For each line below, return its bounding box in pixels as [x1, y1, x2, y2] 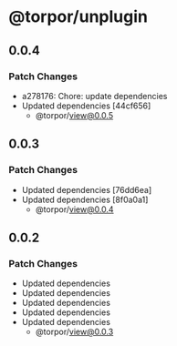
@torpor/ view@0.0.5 [35, 109, 114, 120]
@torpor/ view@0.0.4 [35, 203, 115, 215]
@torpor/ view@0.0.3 [35, 326, 114, 338]
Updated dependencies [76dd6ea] [21, 184, 152, 195]
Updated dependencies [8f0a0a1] [21, 194, 149, 205]
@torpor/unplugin [8, 6, 148, 27]
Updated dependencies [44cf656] [21, 100, 151, 111]
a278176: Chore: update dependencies [21, 90, 168, 101]
